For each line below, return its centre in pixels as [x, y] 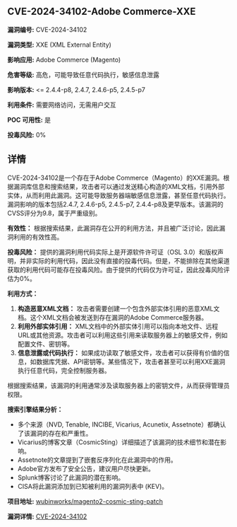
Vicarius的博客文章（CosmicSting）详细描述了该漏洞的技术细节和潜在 [119, 442]
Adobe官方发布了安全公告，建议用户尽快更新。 [86, 468]
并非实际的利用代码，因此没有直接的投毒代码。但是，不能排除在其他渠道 [124, 260]
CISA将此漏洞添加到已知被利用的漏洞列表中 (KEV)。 [93, 486]
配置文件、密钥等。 [45, 344]
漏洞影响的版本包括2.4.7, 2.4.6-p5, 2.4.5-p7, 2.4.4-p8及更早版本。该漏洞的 [115, 204]
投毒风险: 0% [27, 134]
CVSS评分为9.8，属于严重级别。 [54, 213]
